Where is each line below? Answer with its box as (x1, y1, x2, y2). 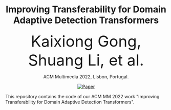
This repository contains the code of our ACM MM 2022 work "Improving (5, 93, 160, 99)
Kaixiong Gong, (30, 31, 142, 51)
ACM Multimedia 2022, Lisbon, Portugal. (43, 73, 129, 80)
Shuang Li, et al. (28, 50, 144, 70)
